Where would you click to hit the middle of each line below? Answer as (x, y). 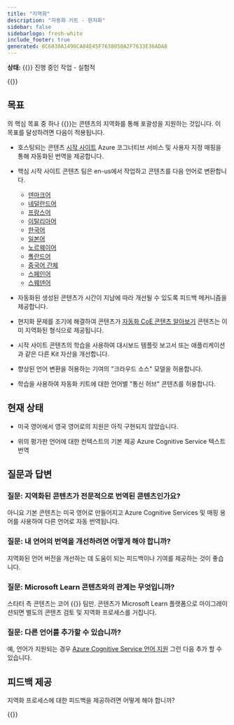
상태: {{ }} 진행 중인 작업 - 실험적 (51, 67)
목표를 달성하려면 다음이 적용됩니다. (56, 132)
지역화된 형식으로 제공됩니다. (64, 330)
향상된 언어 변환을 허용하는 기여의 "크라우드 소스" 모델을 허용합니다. (110, 368)
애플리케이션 (208, 345)
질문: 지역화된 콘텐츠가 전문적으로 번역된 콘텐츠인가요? (94, 496)
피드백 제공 (30, 682)
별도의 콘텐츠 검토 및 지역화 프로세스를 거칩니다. (91, 612)
